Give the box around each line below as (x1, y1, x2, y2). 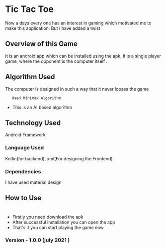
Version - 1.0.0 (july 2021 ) (5, 237, 70, 244)
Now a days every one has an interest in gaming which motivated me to (5, 20, 152, 26)
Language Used (5, 144, 44, 151)
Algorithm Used (5, 73, 55, 81)
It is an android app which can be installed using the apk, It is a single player (5, 53, 162, 59)
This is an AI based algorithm (12, 104, 72, 110)
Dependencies (5, 168, 41, 175)
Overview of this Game (5, 40, 78, 48)
